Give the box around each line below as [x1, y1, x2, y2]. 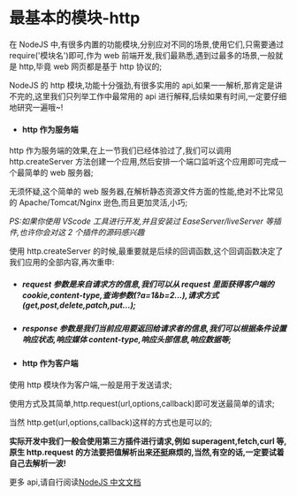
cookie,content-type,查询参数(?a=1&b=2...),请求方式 [21, 289, 219, 301]
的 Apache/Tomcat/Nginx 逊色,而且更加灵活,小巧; [9, 197, 188, 208]
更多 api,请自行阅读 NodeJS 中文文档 [9, 477, 141, 487]
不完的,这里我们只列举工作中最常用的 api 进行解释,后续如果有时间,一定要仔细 [9, 90, 287, 102]
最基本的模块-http [9, 8, 141, 28]
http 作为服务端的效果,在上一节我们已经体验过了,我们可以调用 [9, 145, 232, 156]
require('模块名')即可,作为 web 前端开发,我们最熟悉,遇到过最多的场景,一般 [9, 50, 276, 60]
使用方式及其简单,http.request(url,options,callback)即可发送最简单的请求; [9, 399, 275, 409]
